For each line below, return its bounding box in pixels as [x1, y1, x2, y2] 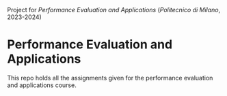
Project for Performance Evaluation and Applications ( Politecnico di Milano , [7, 6, 221, 14]
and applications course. [7, 81, 77, 89]
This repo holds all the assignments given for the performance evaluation [7, 74, 213, 82]
